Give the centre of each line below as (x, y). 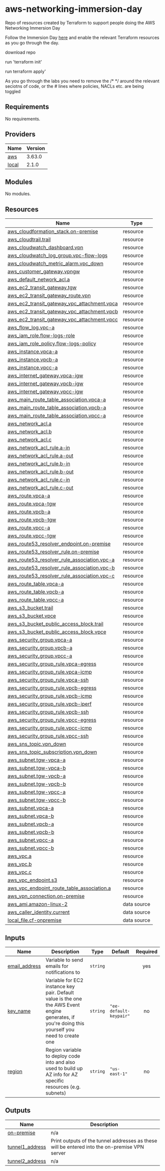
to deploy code (63, 1056)
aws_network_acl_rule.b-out (41, 472)
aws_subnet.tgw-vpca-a (37, 760)
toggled (13, 91)
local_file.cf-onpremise (35, 920)
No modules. (18, 194)
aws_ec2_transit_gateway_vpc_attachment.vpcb (63, 311)
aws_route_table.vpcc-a (36, 600)
